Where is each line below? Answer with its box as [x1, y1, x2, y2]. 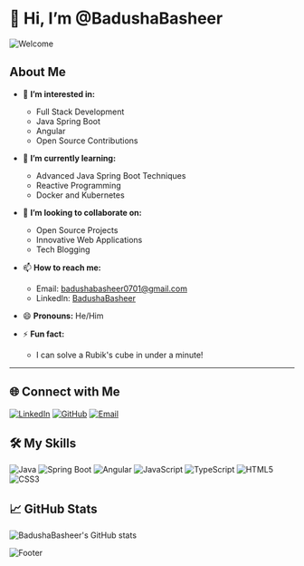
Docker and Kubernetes [35, 190, 125, 200]
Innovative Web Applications [35, 234, 143, 245]
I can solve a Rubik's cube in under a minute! [35, 349, 204, 360]
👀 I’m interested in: [22, 88, 95, 99]
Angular [35, 125, 66, 136]
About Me [9, 64, 66, 80]
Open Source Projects [35, 224, 119, 235]
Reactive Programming [35, 180, 122, 190]
